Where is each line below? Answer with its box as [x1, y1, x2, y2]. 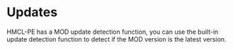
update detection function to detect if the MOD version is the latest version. [6, 35, 227, 43]
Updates [6, 4, 58, 20]
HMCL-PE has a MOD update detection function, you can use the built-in [6, 27, 219, 36]
